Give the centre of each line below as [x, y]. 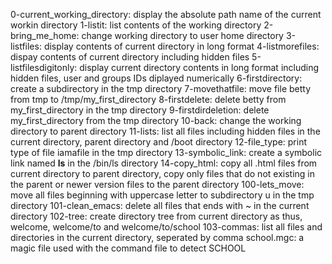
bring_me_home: [45, 35]
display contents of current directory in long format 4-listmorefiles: [181, 46]
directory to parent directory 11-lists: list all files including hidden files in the [165, 131]
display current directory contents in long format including [199, 67]
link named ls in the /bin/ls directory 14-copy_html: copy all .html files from [164, 163]
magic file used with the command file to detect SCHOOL [128, 248]
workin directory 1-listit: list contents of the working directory [136, 25]
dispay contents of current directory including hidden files [130, 57]
